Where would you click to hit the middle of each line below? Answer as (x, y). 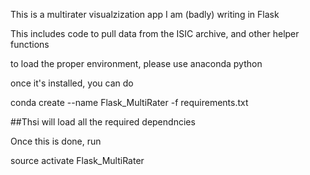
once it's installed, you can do (72, 83)
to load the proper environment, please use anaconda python (136, 63)
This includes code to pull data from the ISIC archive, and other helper (155, 33)
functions (30, 44)
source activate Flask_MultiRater (77, 160)
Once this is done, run (56, 141)
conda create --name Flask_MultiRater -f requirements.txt (129, 102)
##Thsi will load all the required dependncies (103, 122)
